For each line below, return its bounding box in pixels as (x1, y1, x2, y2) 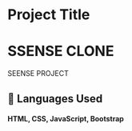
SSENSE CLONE (7, 42, 114, 61)
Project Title (7, 6, 90, 24)
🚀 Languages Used (7, 92, 103, 105)
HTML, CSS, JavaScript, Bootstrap (7, 114, 125, 124)
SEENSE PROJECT (7, 69, 70, 78)
